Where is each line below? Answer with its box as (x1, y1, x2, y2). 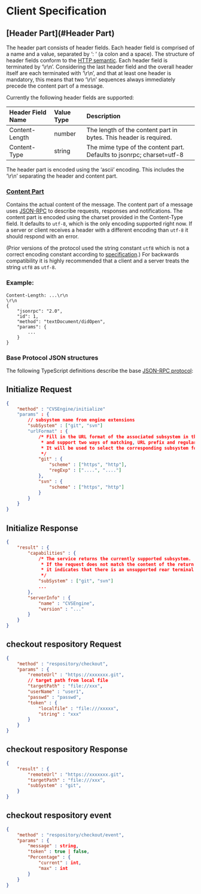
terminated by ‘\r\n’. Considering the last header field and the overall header (6, 63, 193, 70)
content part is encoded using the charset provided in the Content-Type (6, 214, 184, 221)
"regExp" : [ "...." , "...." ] (48, 467, 121, 474)
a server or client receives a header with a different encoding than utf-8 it (6, 226, 188, 234)
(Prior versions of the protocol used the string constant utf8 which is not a (6, 244, 190, 252)
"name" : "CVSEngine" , (38, 600, 95, 606)
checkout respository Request (6, 639, 121, 650)
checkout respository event (6, 811, 112, 821)
